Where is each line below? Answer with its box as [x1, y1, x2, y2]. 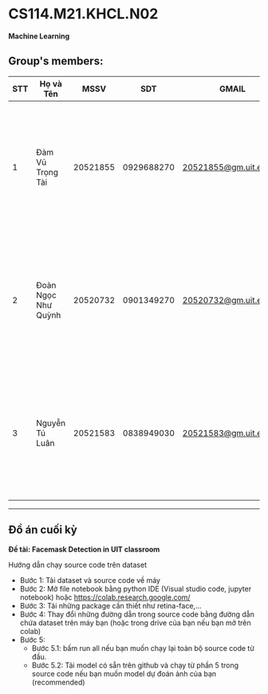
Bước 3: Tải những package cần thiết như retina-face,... [19, 600, 202, 610]
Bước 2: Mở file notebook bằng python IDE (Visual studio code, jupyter [19, 584, 252, 593]
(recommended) [31, 677, 85, 687]
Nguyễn [35, 417, 66, 429]
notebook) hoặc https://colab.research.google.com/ [19, 592, 191, 602]
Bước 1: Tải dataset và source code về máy [19, 575, 161, 584]
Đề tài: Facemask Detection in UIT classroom [8, 544, 160, 554]
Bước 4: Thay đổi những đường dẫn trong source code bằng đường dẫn [19, 609, 255, 619]
